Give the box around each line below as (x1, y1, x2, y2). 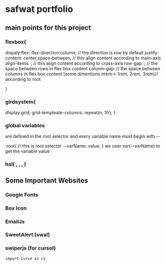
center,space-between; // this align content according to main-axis (23, 55, 161, 61)
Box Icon (5, 205, 27, 212)
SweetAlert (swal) (5, 231, 50, 238)
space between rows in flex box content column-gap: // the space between (5, 65, 160, 71)
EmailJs (5, 218, 25, 225)
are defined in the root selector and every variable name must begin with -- (5, 133, 160, 139)
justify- (144, 49, 159, 55)
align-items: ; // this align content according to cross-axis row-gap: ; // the (5, 60, 158, 66)
